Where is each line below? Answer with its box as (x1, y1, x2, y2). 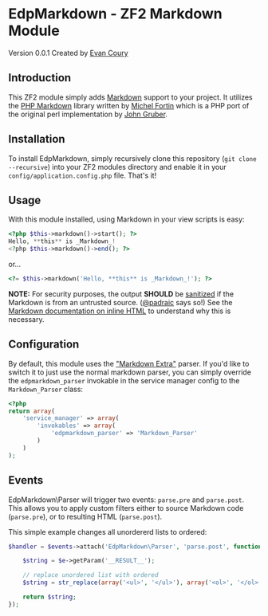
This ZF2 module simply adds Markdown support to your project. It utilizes (8, 92, 253, 102)
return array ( (8, 407, 56, 415)
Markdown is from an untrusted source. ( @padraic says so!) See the (8, 297, 233, 307)
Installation (8, 132, 65, 146)
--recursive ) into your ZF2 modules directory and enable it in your (8, 162, 227, 171)
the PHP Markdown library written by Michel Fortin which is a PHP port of (8, 100, 250, 110)
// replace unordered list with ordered (22, 571, 159, 579)
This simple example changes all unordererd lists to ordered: (8, 527, 207, 536)
